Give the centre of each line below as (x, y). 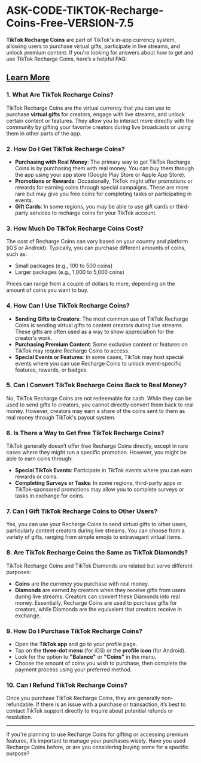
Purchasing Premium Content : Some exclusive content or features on (101, 344)
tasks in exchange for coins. (50, 496)
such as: (17, 254)
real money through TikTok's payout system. (61, 417)
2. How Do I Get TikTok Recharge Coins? (66, 149)
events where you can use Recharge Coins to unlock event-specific (98, 363)
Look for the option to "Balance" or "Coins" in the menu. (86, 657)
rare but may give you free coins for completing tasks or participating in (103, 194)
